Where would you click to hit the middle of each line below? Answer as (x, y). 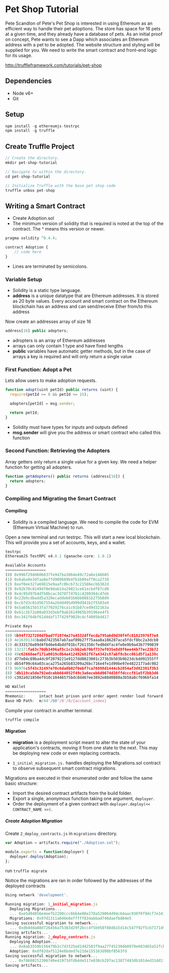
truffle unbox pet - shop (30, 190)
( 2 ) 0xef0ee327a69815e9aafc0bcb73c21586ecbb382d (57, 584)
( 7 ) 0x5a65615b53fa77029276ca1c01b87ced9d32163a (57, 608)
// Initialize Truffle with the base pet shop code (60, 186)
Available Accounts (26, 565)
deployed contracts (25, 886)
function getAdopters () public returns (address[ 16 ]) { (65, 476)
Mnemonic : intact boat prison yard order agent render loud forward (84, 696)
